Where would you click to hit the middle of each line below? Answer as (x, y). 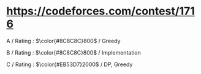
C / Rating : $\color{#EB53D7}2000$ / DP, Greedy (70, 64)
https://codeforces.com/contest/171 (100, 11)
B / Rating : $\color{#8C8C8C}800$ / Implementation (74, 52)
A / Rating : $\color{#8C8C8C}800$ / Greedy (63, 41)
